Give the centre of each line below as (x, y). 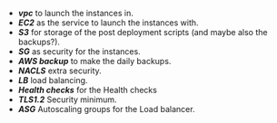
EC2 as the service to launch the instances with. (108, 23)
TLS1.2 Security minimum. (67, 99)
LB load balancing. (53, 80)
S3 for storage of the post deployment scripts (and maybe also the (143, 32)
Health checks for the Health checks (87, 90)
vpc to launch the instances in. (75, 13)
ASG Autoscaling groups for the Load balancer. (106, 109)
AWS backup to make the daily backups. (94, 61)
